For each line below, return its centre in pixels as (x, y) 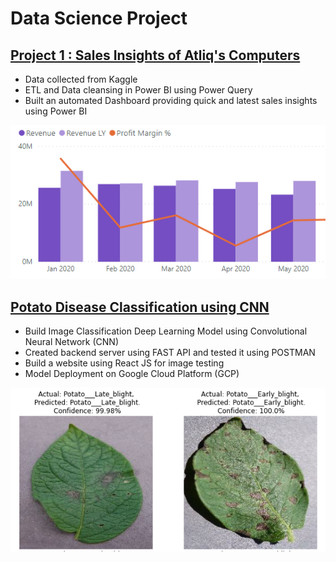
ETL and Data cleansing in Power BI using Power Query (138, 90)
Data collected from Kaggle (81, 79)
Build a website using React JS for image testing (124, 363)
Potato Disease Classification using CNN (140, 307)
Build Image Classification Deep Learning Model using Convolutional (166, 331)
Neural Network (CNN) (71, 342)
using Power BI (56, 111)
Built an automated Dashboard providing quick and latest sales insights (171, 100)
